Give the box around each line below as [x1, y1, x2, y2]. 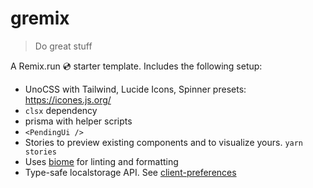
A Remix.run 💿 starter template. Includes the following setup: [10, 60, 263, 72]
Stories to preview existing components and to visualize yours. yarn [24, 136, 304, 148]
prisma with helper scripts [24, 115, 133, 127]
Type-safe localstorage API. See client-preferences [24, 166, 237, 178]
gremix [10, 7, 70, 30]
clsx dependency [24, 104, 98, 116]
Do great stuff [34, 40, 93, 52]
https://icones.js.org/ [24, 93, 112, 106]
